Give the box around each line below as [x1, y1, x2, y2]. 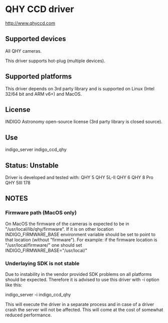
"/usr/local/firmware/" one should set [5, 242, 82, 248]
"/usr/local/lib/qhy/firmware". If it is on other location [5, 226, 114, 232]
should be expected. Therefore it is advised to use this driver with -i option [5, 276, 159, 282]
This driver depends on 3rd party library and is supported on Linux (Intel [5, 85, 154, 91]
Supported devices [5, 35, 66, 43]
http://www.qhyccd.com [5, 20, 56, 26]
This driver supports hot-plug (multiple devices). [5, 58, 105, 64]
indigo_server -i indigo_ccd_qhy [5, 291, 71, 297]
